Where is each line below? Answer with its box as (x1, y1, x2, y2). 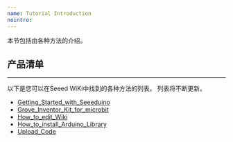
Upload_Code (17, 128, 57, 136)
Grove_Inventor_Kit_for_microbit (17, 105, 109, 114)
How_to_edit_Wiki (17, 113, 68, 121)
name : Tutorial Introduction (7, 10, 92, 17)
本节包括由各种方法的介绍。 (7, 36, 87, 45)
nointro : (7, 17, 33, 23)
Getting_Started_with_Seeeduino (17, 98, 111, 107)
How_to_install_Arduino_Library (17, 120, 107, 128)
